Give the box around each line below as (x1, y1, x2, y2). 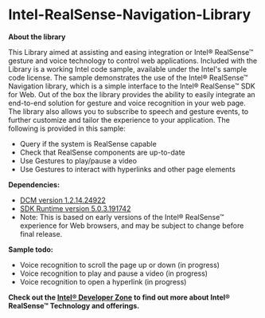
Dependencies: (8, 179, 60, 189)
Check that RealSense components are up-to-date (19, 147, 185, 157)
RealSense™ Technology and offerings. (8, 300, 140, 310)
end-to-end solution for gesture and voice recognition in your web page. (8, 98, 247, 108)
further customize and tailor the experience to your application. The (8, 115, 231, 124)
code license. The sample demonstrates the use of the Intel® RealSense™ (8, 73, 248, 82)
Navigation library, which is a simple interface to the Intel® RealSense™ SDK (8, 81, 256, 91)
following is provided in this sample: (8, 124, 126, 133)
